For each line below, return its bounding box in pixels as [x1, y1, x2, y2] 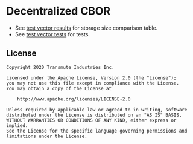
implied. [6, 122, 28, 128]
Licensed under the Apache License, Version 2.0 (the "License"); [6, 74, 177, 81]
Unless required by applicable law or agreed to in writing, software [6, 106, 188, 113]
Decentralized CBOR [6, 4, 110, 18]
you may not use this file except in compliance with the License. [6, 80, 180, 86]
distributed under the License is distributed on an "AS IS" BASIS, [6, 112, 182, 118]
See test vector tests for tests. [14, 30, 90, 38]
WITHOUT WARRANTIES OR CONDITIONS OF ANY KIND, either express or [6, 117, 177, 123]
